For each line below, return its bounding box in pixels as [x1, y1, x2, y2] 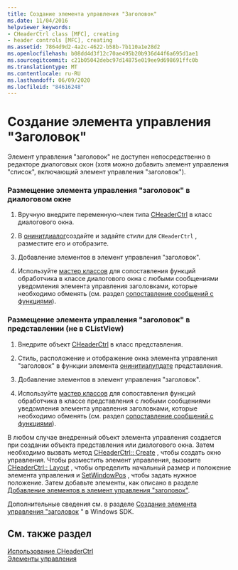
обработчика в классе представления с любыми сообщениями [17, 396, 211, 405]
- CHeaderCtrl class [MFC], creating [7, 30, 119, 38]
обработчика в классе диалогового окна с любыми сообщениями [17, 275, 219, 283]
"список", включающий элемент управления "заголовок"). [7, 168, 186, 176]
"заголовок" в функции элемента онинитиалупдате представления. [17, 361, 223, 370]
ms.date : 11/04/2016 [7, 17, 69, 24]
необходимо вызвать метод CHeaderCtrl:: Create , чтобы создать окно [7, 448, 222, 456]
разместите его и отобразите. [17, 239, 109, 248]
